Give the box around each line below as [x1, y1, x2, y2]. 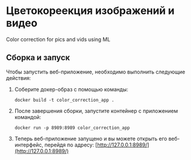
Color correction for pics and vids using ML [6, 36, 111, 43]
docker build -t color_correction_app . [14, 97, 114, 103]
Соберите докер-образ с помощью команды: [14, 86, 129, 93]
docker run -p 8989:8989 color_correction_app [14, 124, 130, 131]
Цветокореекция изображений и [6, 4, 175, 18]
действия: [6, 74, 31, 81]
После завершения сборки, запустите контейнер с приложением [14, 107, 178, 114]
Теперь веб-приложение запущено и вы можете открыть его [14, 135, 168, 142]
